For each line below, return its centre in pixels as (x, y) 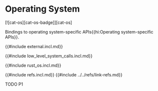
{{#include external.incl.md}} (34, 46)
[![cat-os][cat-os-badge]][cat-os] (39, 22)
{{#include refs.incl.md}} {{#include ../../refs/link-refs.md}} (64, 74)
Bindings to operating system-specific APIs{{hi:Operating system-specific (79, 32)
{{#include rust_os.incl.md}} (33, 65)
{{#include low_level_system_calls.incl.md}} (49, 56)
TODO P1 (14, 84)
